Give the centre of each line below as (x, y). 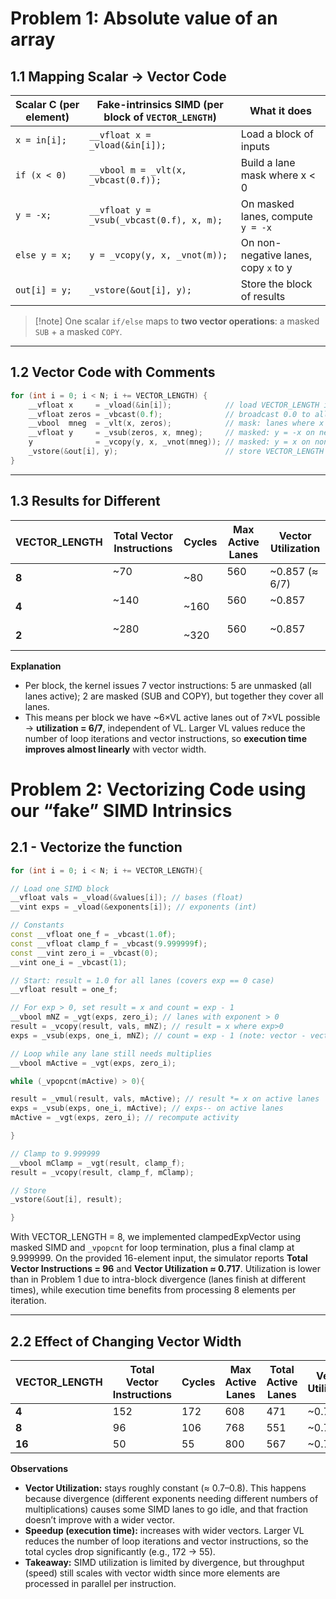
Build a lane (268, 162)
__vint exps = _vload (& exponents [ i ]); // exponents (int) (133, 907)
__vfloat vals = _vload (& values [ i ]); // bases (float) (127, 898)
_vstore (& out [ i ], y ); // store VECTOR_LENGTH (176, 452)
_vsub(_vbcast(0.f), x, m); (156, 220)
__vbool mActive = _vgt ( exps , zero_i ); (93, 1063)
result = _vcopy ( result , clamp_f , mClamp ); (102, 1172)
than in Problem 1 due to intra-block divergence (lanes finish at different (158, 1279)
